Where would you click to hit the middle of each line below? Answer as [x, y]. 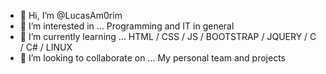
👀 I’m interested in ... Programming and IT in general [127, 26]
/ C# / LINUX [46, 47]
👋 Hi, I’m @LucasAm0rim [71, 15]
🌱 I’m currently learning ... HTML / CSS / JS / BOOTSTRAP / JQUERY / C [168, 36]
